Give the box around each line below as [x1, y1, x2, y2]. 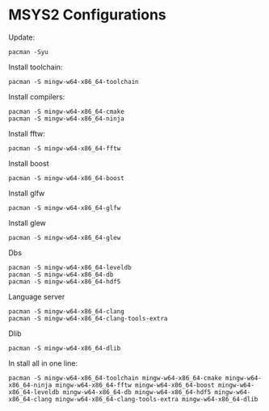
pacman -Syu [8, 48, 48, 56]
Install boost [8, 158, 49, 168]
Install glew [8, 218, 46, 228]
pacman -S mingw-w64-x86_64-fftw [8, 144, 121, 153]
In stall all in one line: [8, 358, 78, 368]
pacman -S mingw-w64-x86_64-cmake [8, 107, 125, 115]
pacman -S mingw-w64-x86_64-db [8, 271, 114, 279]
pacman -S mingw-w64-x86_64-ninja [8, 115, 125, 123]
